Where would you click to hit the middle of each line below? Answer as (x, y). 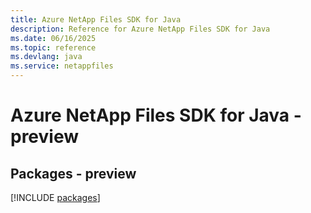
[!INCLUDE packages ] (55, 197)
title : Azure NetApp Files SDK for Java (96, 19)
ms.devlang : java (46, 57)
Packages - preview (73, 173)
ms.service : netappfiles (62, 66)
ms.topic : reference (53, 47)
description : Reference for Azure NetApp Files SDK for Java (140, 29)
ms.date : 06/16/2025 (53, 38)
